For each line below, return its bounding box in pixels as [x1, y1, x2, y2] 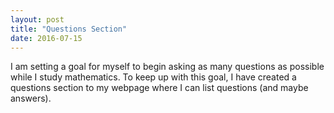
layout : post [10, 14, 65, 25]
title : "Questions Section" [10, 24, 128, 34]
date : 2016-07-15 [10, 33, 83, 43]
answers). [10, 92, 52, 105]
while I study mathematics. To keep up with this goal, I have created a [10, 71, 297, 83]
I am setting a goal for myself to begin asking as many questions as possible [10, 61, 325, 73]
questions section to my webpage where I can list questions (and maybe [10, 82, 309, 94]
